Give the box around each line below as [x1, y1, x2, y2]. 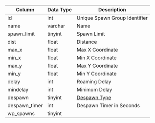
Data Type [47, 6, 72, 13]
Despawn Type [76, 94, 111, 101]
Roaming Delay [76, 78, 111, 85]
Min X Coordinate [76, 54, 117, 61]
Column [16, 6, 35, 13]
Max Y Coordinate [76, 62, 118, 69]
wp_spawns [7, 110, 35, 117]
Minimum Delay [76, 86, 112, 93]
